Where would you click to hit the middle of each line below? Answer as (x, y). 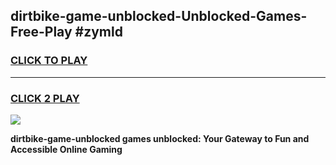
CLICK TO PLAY (49, 61)
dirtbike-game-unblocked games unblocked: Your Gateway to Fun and (160, 138)
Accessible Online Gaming (66, 149)
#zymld (98, 32)
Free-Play (41, 32)
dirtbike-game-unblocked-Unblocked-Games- (159, 16)
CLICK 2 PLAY (45, 98)
